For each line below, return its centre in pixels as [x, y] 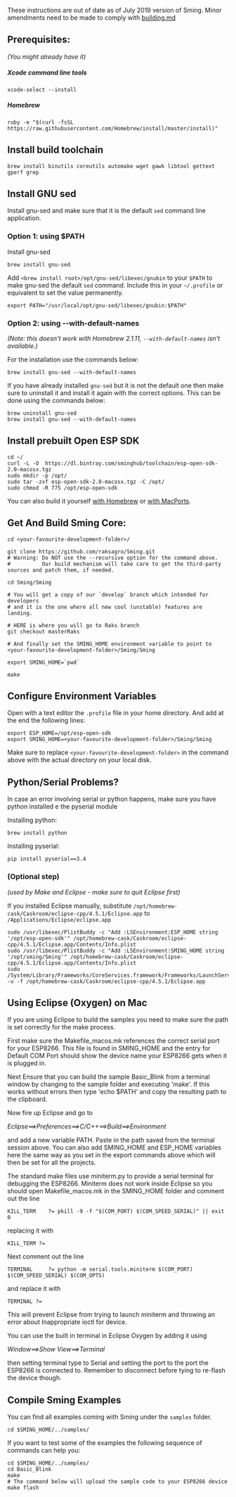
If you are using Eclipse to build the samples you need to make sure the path [118, 1020]
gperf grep [23, 172]
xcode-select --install [42, 90]
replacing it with [31, 1231]
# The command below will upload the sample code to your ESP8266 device [118, 1482]
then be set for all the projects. [52, 1162]
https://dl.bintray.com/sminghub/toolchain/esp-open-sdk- [131, 463]
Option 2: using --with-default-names [73, 323]
